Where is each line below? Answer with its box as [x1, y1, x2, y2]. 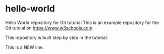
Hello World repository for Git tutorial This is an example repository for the [5, 19, 159, 25]
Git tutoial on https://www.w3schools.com [5, 24, 93, 30]
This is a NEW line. [5, 44, 44, 50]
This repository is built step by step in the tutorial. [5, 34, 108, 40]
